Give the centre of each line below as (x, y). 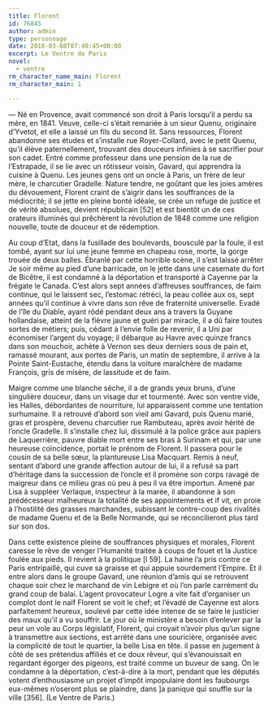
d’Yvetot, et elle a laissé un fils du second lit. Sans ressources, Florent (126, 132)
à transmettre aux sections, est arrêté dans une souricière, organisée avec (133, 637)
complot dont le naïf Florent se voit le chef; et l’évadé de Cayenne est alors (134, 602)
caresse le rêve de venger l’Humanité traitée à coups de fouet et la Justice (133, 551)
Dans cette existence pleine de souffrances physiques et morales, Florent (132, 542)
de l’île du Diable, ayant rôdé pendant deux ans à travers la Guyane (121, 311)
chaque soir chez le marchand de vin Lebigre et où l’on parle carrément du (133, 585)
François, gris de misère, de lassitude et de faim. (90, 372)
